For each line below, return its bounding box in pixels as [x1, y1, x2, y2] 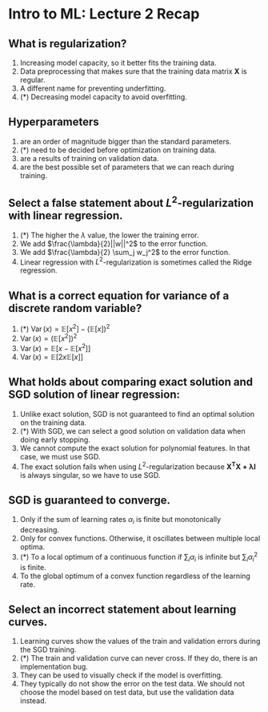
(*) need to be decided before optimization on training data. [19, 145, 217, 155]
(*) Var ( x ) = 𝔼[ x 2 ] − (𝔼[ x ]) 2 [19, 322, 110, 334]
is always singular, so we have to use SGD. [19, 470, 161, 479]
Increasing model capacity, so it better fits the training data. [19, 58, 217, 67]
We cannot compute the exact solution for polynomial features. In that [19, 443, 250, 453]
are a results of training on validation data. [19, 153, 159, 163]
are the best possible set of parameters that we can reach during [19, 162, 234, 172]
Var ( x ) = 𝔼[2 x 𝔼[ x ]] [19, 352, 84, 362]
